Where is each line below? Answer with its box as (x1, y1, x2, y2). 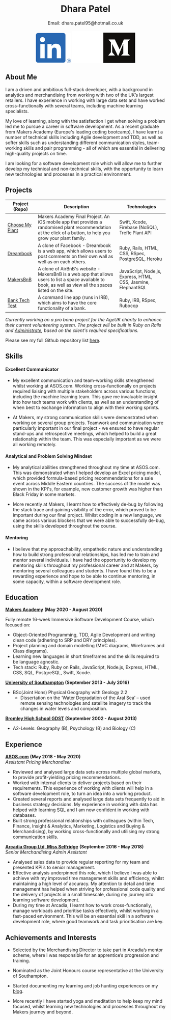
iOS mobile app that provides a (38, 219, 102, 225)
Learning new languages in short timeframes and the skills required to (12, 653, 160, 659)
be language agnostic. (12, 659, 60, 665)
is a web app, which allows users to (38, 247, 112, 254)
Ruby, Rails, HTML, (119, 245, 159, 251)
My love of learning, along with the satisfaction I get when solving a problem (5, 118, 165, 124)
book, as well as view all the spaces (38, 282, 113, 288)
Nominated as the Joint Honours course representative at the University (12, 968, 164, 973)
